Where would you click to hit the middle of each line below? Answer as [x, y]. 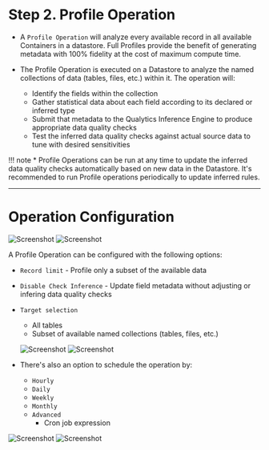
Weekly [43, 398]
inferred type [53, 110]
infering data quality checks [66, 294]
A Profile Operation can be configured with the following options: [115, 255]
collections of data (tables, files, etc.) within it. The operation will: [127, 78]
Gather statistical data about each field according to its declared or [142, 102]
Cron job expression [77, 423]
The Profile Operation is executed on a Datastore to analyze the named [137, 69]
